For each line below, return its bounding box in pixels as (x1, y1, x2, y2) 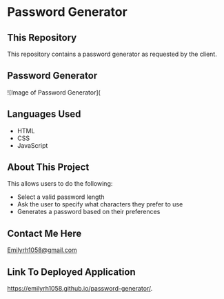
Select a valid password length (17, 193, 105, 201)
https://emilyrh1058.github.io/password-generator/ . (7, 284, 153, 293)
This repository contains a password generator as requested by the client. (7, 50, 217, 58)
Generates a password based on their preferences (17, 208, 161, 216)
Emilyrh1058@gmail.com (7, 246, 77, 254)
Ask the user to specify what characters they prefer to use (17, 200, 183, 209)
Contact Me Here (7, 227, 82, 239)
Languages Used (7, 108, 81, 120)
